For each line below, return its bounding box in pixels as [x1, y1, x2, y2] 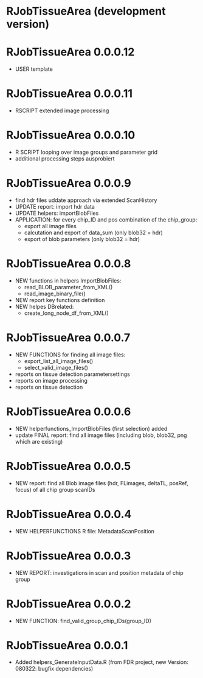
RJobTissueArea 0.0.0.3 [6, 549, 131, 563]
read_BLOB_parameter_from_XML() [24, 283, 113, 290]
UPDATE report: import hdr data [15, 203, 95, 210]
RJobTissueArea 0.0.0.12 [6, 45, 135, 59]
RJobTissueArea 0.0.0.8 [6, 257, 131, 271]
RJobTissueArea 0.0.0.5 [6, 459, 131, 473]
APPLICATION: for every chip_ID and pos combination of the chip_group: [15, 215, 198, 223]
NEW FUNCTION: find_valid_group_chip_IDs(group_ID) [15, 617, 152, 624]
